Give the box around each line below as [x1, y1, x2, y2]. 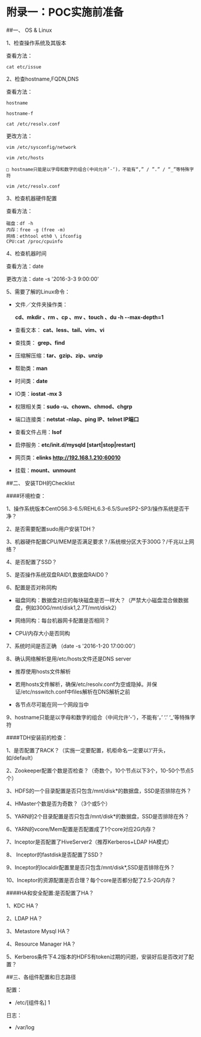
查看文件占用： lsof [14, 428, 62, 435]
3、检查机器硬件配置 [6, 195, 57, 202]
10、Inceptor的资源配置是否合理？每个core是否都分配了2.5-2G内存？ [6, 876, 176, 883]
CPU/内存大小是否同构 [14, 629, 70, 636]
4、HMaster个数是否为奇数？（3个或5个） [6, 800, 111, 807]
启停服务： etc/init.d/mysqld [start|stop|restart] [14, 441, 136, 448]
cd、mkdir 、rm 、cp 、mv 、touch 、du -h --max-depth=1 [14, 313, 164, 321]
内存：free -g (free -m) [6, 226, 66, 233]
